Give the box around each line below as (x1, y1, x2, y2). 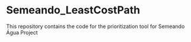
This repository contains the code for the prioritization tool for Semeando (6, 23, 185, 30)
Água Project (6, 29, 38, 36)
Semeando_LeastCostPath (6, 3, 141, 17)
